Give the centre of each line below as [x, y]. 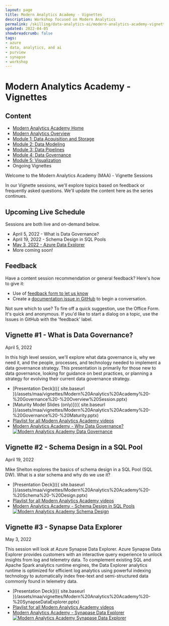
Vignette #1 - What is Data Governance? [69, 335]
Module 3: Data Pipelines [38, 150]
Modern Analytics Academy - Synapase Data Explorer [68, 613]
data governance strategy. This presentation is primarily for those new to [81, 368]
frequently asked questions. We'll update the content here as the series [79, 191]
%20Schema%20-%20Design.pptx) [50, 495]
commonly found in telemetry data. [41, 582]
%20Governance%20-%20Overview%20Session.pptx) [70, 399]
